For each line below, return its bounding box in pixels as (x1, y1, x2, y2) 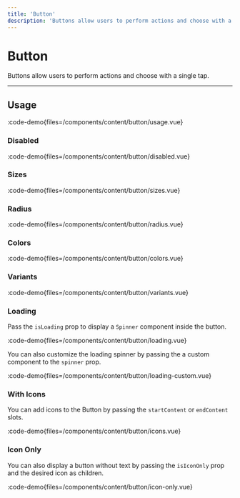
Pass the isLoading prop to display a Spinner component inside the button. (7, 322, 227, 331)
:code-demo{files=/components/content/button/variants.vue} (7, 288, 189, 297)
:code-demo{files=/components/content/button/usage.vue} (7, 118, 184, 126)
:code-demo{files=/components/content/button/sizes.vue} (7, 186, 181, 194)
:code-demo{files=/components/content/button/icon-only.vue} (7, 482, 193, 491)
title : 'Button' (7, 10, 56, 18)
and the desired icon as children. (7, 469, 104, 477)
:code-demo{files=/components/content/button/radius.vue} (7, 220, 184, 229)
